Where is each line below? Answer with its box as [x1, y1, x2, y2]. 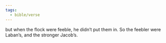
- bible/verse [10, 12, 40, 17]
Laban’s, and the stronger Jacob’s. [5, 32, 78, 38]
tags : [5, 7, 17, 13]
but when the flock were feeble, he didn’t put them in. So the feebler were [5, 26, 161, 32]
